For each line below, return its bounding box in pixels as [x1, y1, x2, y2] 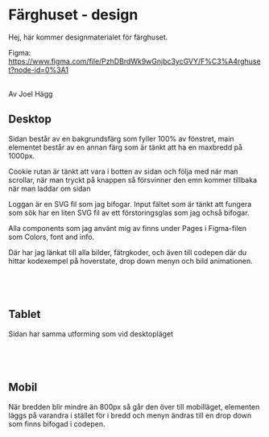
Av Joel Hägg [8, 89, 53, 98]
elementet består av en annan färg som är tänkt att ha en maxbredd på [8, 142, 243, 152]
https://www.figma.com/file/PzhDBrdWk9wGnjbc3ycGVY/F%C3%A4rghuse [8, 56, 261, 66]
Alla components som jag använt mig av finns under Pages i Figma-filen [8, 223, 247, 233]
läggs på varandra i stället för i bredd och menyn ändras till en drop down [8, 410, 252, 420]
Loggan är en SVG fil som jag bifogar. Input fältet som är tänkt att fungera [8, 199, 252, 208]
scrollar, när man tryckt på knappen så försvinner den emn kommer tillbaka [8, 175, 258, 184]
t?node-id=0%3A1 [8, 64, 68, 74]
